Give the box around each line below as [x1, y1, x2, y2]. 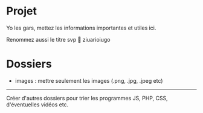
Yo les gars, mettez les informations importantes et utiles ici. [6, 24, 156, 31]
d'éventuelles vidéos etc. [6, 101, 69, 108]
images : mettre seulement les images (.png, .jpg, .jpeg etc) [14, 77, 163, 84]
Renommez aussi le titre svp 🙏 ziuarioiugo [6, 36, 111, 43]
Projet [6, 4, 37, 18]
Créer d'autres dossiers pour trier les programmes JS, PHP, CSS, [6, 94, 168, 102]
